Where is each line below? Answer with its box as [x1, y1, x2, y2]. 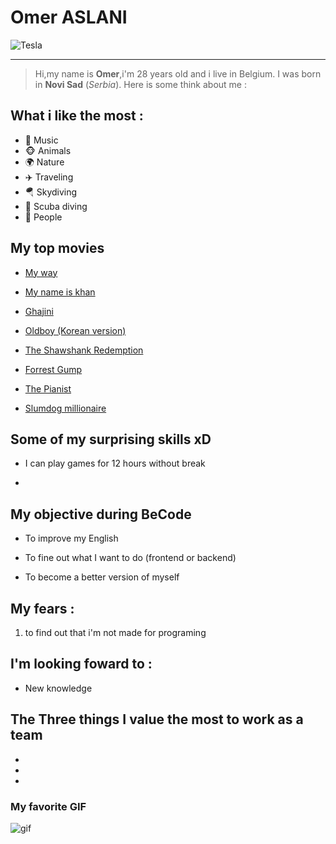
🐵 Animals [24, 144, 72, 156]
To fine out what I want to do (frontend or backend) [24, 552, 237, 564]
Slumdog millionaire [24, 402, 107, 414]
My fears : [10, 600, 75, 617]
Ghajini [24, 305, 54, 317]
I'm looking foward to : [10, 656, 153, 673]
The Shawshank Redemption [24, 344, 144, 356]
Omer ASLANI [10, 6, 128, 29]
